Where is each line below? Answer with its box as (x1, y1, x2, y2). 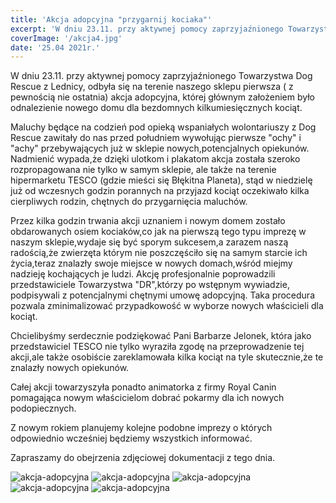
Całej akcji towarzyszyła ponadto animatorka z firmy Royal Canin (10, 381, 277, 393)
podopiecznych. (10, 402, 77, 415)
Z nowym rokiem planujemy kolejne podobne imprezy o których (10, 422, 273, 434)
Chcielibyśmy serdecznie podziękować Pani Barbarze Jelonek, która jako (10, 330, 312, 342)
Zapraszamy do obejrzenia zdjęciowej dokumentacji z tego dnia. (10, 452, 276, 464)
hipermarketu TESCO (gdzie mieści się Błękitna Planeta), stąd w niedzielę (10, 174, 313, 186)
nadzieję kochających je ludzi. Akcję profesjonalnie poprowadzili (10, 268, 276, 280)
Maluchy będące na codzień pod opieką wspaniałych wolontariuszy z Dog (10, 121, 317, 133)
